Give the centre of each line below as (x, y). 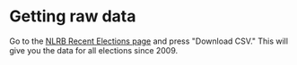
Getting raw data (73, 16)
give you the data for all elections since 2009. (94, 50)
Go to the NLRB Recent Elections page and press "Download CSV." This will (149, 41)
